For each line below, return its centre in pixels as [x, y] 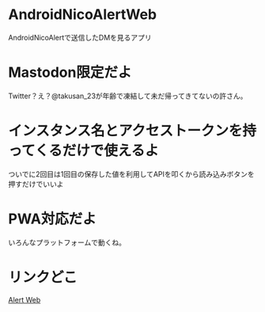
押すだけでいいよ [36, 184]
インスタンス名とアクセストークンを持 [132, 131]
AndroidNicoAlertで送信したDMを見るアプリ [80, 37]
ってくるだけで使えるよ [84, 151]
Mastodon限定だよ [70, 72]
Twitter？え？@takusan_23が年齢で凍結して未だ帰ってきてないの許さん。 [128, 96]
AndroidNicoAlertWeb [82, 15]
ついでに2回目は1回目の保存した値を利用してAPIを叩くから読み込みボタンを [131, 174]
